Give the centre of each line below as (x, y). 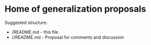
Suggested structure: (26, 22)
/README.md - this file (35, 32)
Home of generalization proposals (75, 9)
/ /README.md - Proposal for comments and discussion (68, 37)
